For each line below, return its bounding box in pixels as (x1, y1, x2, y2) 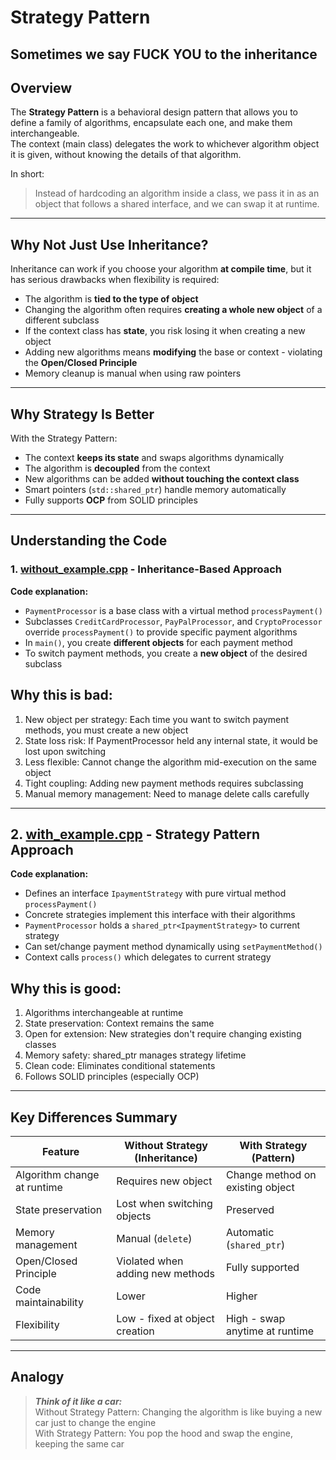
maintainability (15, 1295, 84, 1309)
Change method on (225, 1167, 317, 1181)
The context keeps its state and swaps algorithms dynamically (24, 452, 285, 464)
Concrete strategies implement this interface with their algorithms (24, 909, 296, 921)
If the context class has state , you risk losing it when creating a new (24, 325, 306, 337)
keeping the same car (34, 1437, 125, 1450)
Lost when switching (116, 1196, 213, 1210)
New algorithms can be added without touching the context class (24, 473, 300, 485)
